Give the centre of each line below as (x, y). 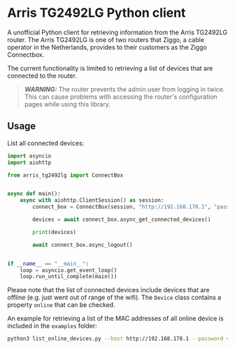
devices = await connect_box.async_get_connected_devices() (122, 219)
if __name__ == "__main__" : (48, 264)
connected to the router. (42, 76)
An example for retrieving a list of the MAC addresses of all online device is (115, 319)
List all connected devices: (46, 143)
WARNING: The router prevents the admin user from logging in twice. (124, 89)
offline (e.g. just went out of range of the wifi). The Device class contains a (114, 297)
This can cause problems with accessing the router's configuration (121, 97)
